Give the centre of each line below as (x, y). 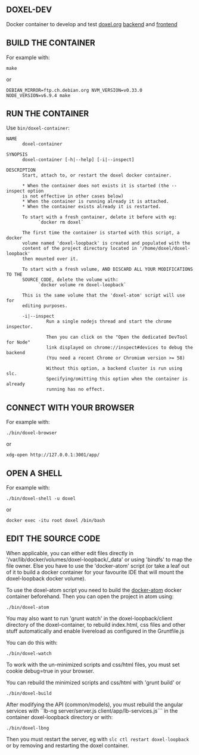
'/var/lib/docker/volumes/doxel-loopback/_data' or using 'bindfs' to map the (99, 559)
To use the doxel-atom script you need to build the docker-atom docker (94, 590)
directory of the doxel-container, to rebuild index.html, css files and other (96, 624)
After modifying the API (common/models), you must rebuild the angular (95, 704)
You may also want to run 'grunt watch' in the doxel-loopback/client (89, 618)
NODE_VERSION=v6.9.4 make (38, 95)
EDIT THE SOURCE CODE (53, 539)
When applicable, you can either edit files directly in (70, 553)
